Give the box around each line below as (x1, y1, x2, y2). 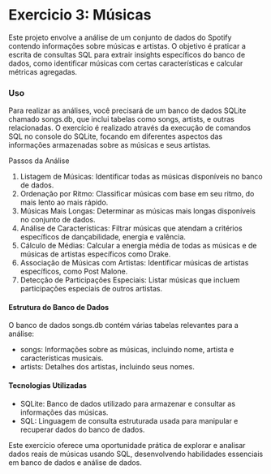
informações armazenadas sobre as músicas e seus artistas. (8, 140, 211, 150)
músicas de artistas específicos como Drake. (19, 249, 171, 259)
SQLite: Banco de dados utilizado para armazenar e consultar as (19, 399, 236, 408)
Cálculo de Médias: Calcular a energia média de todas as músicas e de (19, 241, 257, 251)
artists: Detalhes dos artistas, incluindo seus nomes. (19, 362, 195, 372)
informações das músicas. (19, 407, 109, 417)
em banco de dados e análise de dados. (8, 457, 142, 468)
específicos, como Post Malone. (19, 266, 128, 277)
